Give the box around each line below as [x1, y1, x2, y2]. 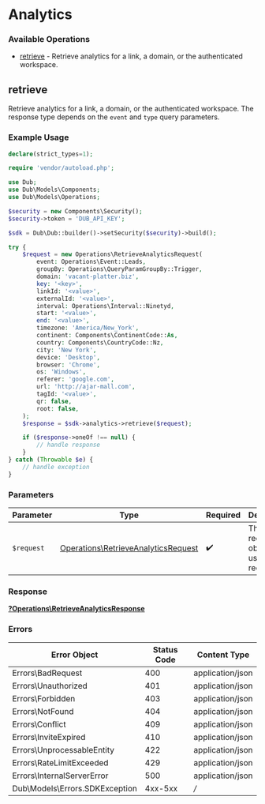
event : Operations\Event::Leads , [36, 258, 147, 266]
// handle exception [22, 463, 90, 471]
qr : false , [36, 397, 73, 405]
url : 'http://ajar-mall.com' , [36, 383, 136, 391]
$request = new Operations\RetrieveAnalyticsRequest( [22, 250, 203, 258]
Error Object [50, 649, 99, 660]
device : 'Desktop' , [36, 353, 101, 361]
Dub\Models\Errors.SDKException [12, 783, 138, 794]
